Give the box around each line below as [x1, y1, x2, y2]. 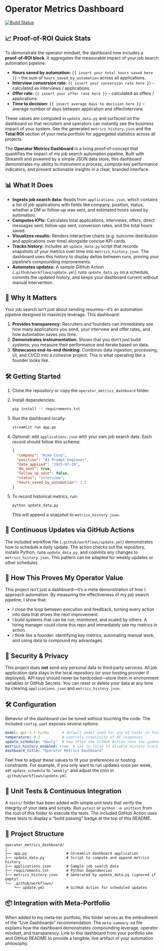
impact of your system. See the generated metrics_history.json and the [5, 125, 151, 131]
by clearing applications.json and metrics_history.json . [5, 685, 121, 691]
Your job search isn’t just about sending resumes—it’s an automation [5, 307, 143, 312]
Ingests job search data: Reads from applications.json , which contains [12, 196, 158, 202]
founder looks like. [12, 357, 50, 363]
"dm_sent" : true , [17, 466, 52, 472]
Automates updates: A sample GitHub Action [12, 264, 104, 269]
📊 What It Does [5, 181, 53, 189]
